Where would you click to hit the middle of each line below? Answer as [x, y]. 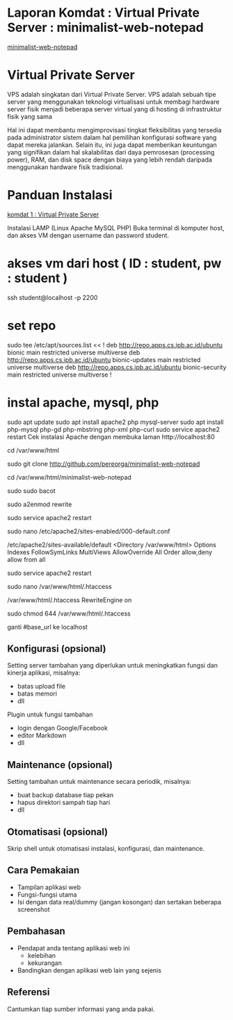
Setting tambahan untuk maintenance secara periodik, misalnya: [99, 782]
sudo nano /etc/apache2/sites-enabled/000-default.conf [89, 531]
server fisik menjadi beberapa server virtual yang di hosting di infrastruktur [115, 109]
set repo [32, 325]
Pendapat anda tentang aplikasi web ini [73, 948]
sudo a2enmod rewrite [40, 504]
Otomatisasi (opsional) [58, 832]
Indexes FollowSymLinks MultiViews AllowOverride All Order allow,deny [110, 552]
